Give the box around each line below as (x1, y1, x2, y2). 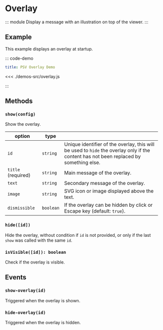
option (14, 133, 30, 140)
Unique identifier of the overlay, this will (64, 141, 155, 148)
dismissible (7, 205, 35, 211)
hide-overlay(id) (5, 310, 46, 315)
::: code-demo (5, 55, 33, 61)
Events (5, 273, 27, 281)
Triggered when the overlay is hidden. (5, 319, 81, 325)
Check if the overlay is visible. (5, 259, 65, 265)
